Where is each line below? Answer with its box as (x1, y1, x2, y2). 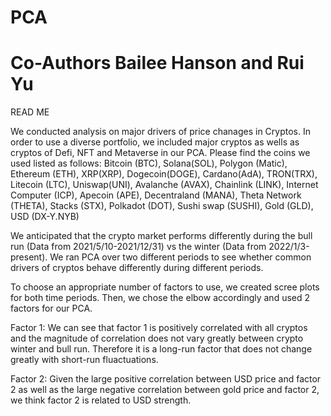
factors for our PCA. (10, 302, 93, 315)
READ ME (10, 106, 50, 118)
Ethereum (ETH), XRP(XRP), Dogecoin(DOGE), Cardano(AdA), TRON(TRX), (10, 168, 318, 180)
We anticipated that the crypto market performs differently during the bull (10, 230, 313, 242)
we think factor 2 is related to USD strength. (10, 394, 192, 406)
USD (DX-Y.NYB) (10, 211, 80, 223)
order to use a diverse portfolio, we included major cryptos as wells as (10, 136, 300, 148)
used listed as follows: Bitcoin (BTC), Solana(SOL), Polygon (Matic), (10, 157, 288, 170)
